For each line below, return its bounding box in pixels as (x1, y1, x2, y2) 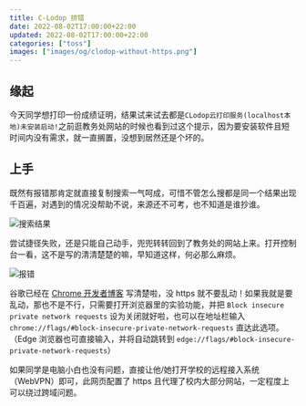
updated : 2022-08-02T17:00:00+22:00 (9, 30, 148, 39)
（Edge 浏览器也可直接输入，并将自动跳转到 (9, 333, 175, 344)
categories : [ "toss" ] (9, 38, 92, 48)
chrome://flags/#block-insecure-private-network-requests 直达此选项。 (9, 321, 284, 333)
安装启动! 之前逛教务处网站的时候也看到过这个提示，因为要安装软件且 (26, 120, 282, 131)
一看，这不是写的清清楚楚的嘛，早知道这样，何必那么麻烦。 (16, 248, 241, 260)
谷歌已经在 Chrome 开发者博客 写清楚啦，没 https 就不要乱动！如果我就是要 (9, 287, 293, 298)
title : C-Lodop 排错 (9, 13, 85, 23)
